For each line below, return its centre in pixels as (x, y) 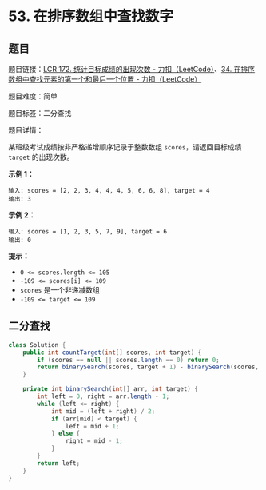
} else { (66, 434)
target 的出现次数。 (41, 157)
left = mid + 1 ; (92, 426)
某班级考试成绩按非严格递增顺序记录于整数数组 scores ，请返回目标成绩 (125, 147)
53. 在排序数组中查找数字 (91, 16)
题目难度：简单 (33, 96)
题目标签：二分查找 (40, 113)
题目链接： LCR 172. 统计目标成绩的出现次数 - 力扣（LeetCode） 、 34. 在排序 (132, 69)
